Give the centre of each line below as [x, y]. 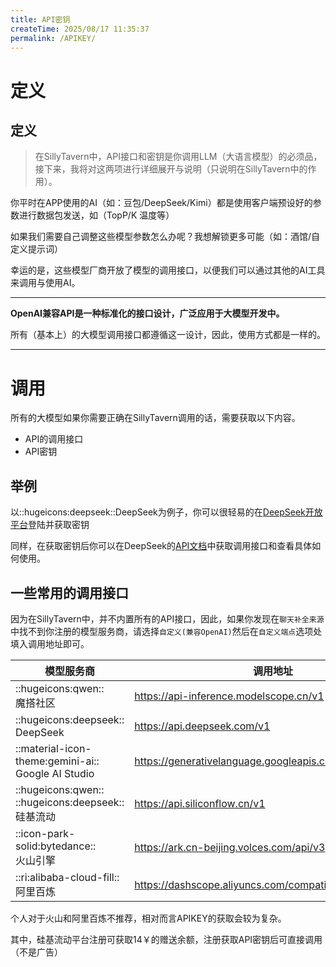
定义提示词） [36, 249]
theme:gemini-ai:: [57, 761]
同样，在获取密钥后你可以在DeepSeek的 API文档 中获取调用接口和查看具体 [161, 546]
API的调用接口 [54, 439]
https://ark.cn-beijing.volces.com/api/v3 [230, 847]
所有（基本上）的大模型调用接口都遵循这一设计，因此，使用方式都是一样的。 [168, 335]
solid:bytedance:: [56, 846]
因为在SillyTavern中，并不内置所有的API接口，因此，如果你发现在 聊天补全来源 [167, 618]
